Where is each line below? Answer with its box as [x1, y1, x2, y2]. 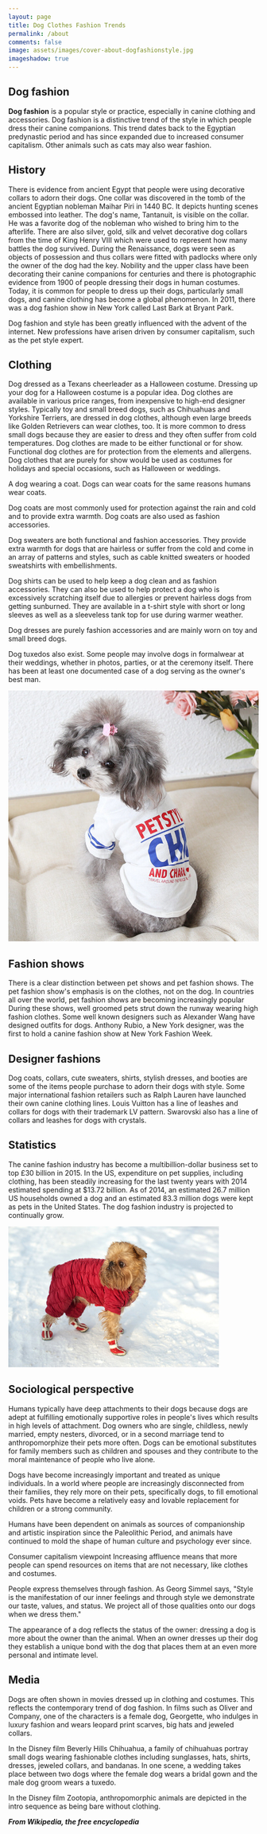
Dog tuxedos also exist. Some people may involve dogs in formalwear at [8, 650, 245, 659]
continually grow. [8, 1210, 64, 1219]
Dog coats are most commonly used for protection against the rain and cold [8, 503, 257, 513]
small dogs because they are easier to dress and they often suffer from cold [8, 430, 257, 439]
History [8, 163, 46, 177]
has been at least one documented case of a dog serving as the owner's [8, 666, 246, 676]
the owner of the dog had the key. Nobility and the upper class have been [8, 260, 249, 270]
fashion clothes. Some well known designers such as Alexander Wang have [8, 1012, 256, 1022]
